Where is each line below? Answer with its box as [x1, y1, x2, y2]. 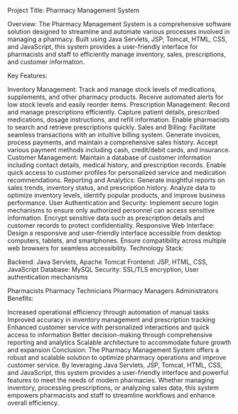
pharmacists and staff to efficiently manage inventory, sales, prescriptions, [7, 50, 226, 58]
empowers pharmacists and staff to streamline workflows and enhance [7, 391, 215, 399]
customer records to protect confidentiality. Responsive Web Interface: [7, 221, 215, 230]
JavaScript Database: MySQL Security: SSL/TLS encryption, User [7, 265, 199, 273]
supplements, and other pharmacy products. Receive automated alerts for [7, 92, 224, 101]
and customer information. [7, 58, 85, 66]
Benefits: [7, 294, 34, 302]
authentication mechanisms [7, 273, 89, 281]
